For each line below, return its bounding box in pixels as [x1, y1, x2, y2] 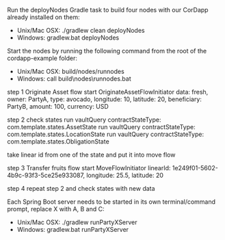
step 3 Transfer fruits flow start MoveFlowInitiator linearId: [7, 164, 171, 172]
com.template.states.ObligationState [7, 137, 109, 146]
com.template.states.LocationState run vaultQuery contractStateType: [7, 130, 204, 138]
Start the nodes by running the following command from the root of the [7, 47, 207, 55]
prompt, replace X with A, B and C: [7, 205, 105, 213]
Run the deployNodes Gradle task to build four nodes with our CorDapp [7, 6, 209, 14]
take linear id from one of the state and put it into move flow [7, 150, 176, 159]
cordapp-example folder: [7, 54, 77, 62]
